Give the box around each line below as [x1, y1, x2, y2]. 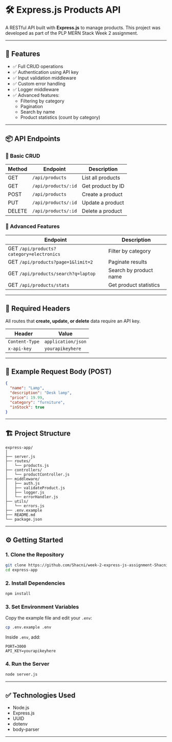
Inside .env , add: [5, 634, 41, 641]
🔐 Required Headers [5, 304, 71, 313]
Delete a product [81, 208, 122, 215]
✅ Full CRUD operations [12, 63, 63, 69]
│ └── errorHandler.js [5, 494, 58, 500]
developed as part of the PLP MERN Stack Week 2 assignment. [5, 30, 138, 36]
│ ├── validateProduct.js [5, 485, 66, 491]
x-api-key [8, 345, 32, 352]
